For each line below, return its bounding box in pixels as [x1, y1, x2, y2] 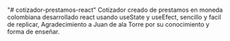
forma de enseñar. [7, 27, 60, 36]
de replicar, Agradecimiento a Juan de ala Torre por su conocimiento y [7, 20, 210, 28]
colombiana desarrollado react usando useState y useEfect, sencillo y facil [7, 13, 222, 21]
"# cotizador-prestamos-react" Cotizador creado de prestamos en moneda [7, 6, 223, 14]
